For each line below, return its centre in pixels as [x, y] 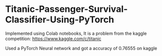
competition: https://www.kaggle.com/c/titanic [53, 39]
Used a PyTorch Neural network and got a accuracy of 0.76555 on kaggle [81, 48]
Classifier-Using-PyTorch [60, 20]
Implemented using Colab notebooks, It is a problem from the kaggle [76, 33]
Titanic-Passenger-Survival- [66, 9]
